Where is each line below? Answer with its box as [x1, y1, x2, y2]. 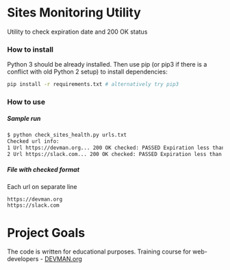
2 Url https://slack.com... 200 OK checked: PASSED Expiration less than [7, 150, 222, 157]
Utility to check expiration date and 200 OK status [7, 27, 148, 36]
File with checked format [7, 166, 80, 174]
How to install [7, 45, 53, 54]
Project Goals [7, 225, 86, 240]
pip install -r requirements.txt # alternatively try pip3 [7, 81, 179, 88]
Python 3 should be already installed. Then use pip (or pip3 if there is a [7, 60, 207, 69]
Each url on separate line [7, 183, 77, 191]
